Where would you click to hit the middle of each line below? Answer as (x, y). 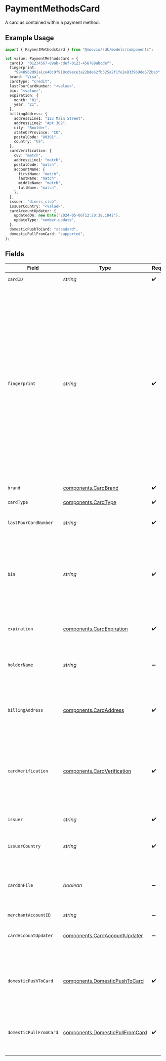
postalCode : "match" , (36, 164)
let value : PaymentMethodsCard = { (42, 58)
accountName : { (30, 169)
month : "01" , (27, 100)
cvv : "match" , (28, 155)
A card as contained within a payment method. (53, 22)
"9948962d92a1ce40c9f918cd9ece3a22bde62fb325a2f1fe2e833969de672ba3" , (88, 73)
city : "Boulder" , (32, 128)
